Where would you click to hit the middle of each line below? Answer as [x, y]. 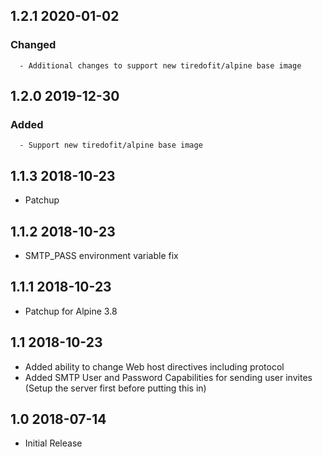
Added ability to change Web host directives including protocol [154, 366]
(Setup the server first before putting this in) [115, 388]
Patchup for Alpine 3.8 [71, 311]
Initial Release [53, 443]
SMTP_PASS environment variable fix [101, 255]
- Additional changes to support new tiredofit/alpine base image [160, 65]
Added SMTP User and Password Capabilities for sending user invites [168, 377]
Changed [33, 45]
